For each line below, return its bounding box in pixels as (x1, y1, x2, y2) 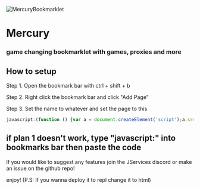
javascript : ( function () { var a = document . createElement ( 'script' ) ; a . (6, 116, 187, 122)
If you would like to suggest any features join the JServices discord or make (6, 158, 192, 165)
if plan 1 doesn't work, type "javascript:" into (6, 133, 176, 143)
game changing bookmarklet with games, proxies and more (6, 48, 182, 56)
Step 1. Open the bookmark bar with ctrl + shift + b (6, 82, 130, 89)
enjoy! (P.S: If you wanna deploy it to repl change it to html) (6, 176, 151, 183)
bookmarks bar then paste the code (6, 142, 142, 153)
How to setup (6, 66, 57, 76)
